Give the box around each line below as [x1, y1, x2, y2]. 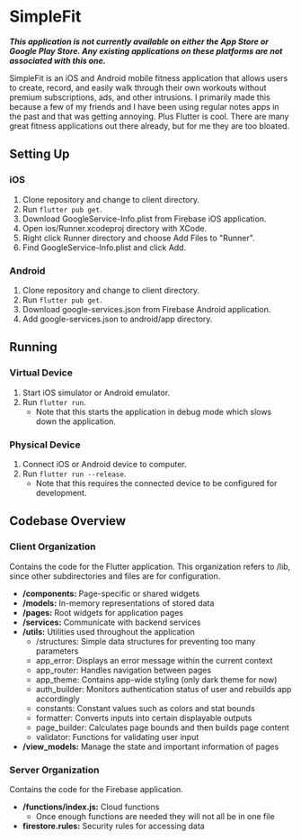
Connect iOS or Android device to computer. [22, 458, 187, 469]
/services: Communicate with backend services [22, 617, 201, 628]
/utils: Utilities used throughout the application [22, 626, 196, 637]
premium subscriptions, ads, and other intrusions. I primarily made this [9, 92, 271, 103]
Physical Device [9, 438, 81, 451]
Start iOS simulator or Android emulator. [22, 387, 171, 398]
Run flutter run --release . [22, 468, 127, 479]
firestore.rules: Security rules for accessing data [22, 820, 205, 831]
